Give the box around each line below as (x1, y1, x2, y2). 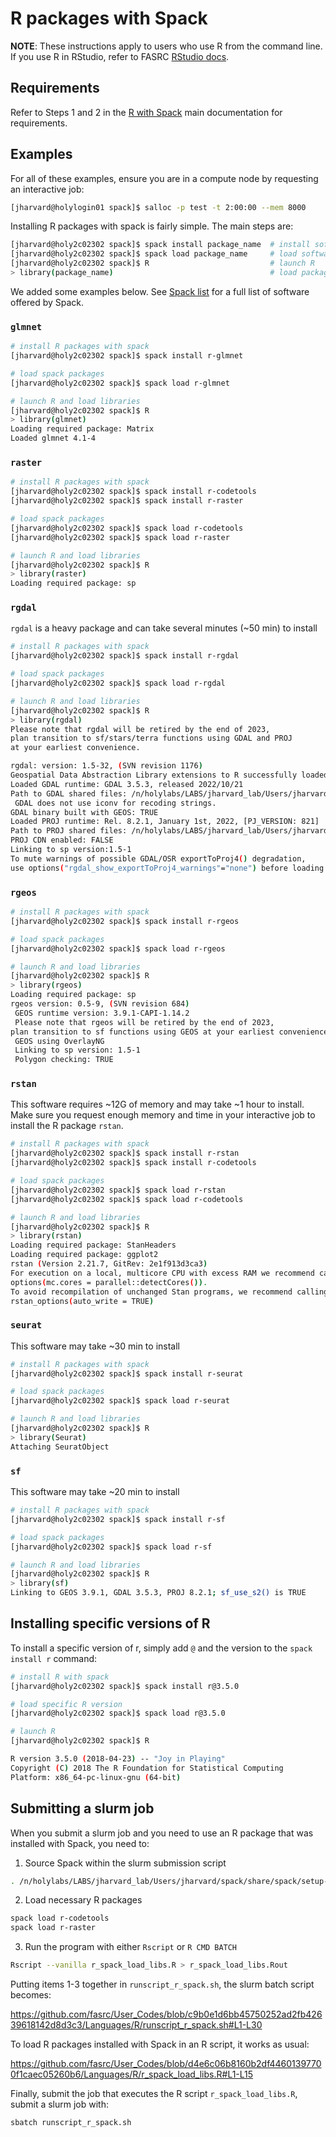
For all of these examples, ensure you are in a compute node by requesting (10, 172, 319, 184)
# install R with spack (10, 1672, 110, 1682)
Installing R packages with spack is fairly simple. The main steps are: (10, 220, 294, 232)
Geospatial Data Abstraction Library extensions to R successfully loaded (10, 770, 329, 781)
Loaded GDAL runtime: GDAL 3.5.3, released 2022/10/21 (10, 779, 244, 789)
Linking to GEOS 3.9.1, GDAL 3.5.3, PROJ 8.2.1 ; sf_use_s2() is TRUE (10, 1588, 307, 1598)
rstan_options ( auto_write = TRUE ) (10, 1296, 155, 1306)
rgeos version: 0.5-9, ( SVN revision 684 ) (10, 999, 190, 1009)
